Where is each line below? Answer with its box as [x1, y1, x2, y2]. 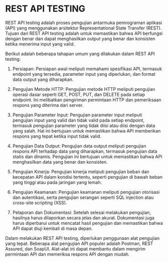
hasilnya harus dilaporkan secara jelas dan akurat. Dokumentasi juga [12, 214, 154, 221]
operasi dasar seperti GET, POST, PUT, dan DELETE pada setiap [12, 91, 145, 97]
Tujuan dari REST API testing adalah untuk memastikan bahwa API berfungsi [5, 30, 163, 36]
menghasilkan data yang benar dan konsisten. [12, 159, 108, 165]
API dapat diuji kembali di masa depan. [12, 225, 93, 231]
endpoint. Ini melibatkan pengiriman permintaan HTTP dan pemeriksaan [12, 96, 161, 103]
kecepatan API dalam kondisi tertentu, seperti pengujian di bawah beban [12, 174, 163, 180]
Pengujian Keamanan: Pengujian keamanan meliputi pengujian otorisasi [12, 189, 160, 195]
